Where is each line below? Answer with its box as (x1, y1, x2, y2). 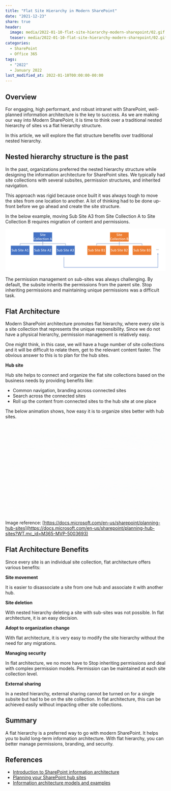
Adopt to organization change (5, 624, 70, 631)
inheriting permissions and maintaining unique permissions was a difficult (5, 287, 159, 293)
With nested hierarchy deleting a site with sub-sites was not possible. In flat (5, 609, 164, 616)
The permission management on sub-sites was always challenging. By (5, 276, 153, 282)
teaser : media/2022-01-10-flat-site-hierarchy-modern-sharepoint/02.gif (10, 35, 167, 40)
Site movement (5, 574, 38, 580)
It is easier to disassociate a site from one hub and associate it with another (5, 584, 164, 590)
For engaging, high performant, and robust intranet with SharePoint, (5, 106, 148, 112)
